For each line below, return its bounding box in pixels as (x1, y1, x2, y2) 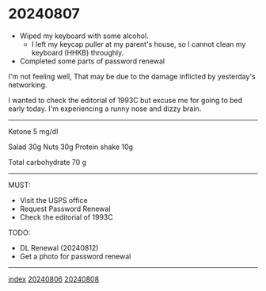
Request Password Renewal (19, 204, 111, 213)
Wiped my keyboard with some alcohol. (19, 31, 149, 40)
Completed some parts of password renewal (19, 56, 165, 66)
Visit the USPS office (19, 195, 89, 205)
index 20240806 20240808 (8, 274, 100, 284)
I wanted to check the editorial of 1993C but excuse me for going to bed (8, 95, 243, 105)
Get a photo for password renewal (19, 251, 131, 261)
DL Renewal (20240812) (19, 243, 99, 252)
